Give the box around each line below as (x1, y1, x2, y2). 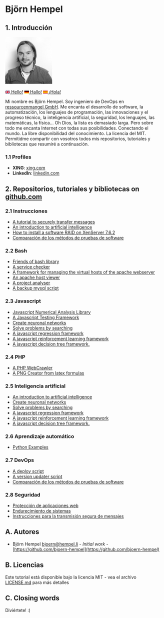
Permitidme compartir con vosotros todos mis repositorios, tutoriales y (5, 136, 151, 141)
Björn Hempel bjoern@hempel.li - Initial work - (12, 541, 108, 547)
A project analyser (12, 280, 50, 286)
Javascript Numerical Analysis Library (12, 309, 91, 315)
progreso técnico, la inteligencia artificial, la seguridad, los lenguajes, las (5, 114, 155, 120)
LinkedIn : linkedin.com (12, 170, 60, 176)
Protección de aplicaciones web (12, 502, 79, 508)
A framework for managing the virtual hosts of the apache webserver (12, 269, 155, 275)
